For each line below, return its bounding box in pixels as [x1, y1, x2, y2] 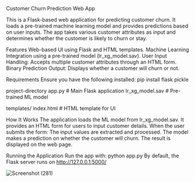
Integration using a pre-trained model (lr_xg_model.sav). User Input [6, 52, 167, 59]
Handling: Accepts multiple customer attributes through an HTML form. [6, 58, 177, 65]
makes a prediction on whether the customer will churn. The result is [6, 135, 171, 142]
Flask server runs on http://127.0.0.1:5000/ [6, 159, 107, 165]
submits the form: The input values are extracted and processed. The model [6, 128, 189, 135]
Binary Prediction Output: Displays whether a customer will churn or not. [6, 65, 180, 72]
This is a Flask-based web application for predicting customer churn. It [6, 16, 176, 23]
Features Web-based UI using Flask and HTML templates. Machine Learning [6, 46, 189, 53]
